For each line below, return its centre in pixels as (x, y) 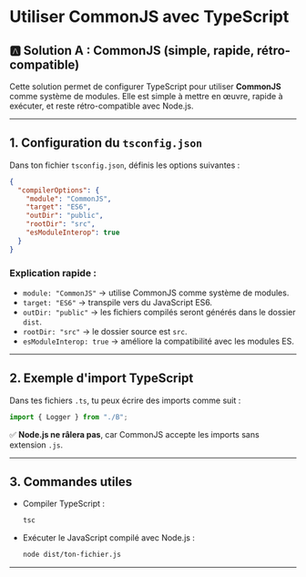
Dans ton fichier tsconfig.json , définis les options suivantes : (125, 165)
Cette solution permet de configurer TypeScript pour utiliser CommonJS (145, 87)
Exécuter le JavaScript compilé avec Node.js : (109, 538)
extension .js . (36, 445)
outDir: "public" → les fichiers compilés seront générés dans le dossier (159, 312)
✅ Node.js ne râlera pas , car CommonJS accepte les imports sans (134, 434)
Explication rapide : (53, 273)
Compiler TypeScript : (64, 504)
